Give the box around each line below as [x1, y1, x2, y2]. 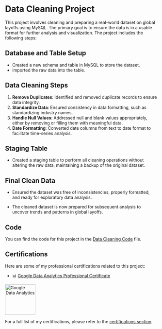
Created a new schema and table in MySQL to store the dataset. [12, 62, 140, 68]
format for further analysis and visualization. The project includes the [5, 30, 143, 35]
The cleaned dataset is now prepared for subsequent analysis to [12, 204, 141, 210]
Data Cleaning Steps [5, 81, 68, 89]
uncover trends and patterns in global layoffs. [12, 209, 103, 215]
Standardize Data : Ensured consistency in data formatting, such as [12, 104, 146, 110]
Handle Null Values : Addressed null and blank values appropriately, [12, 115, 148, 121]
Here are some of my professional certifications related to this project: [5, 263, 146, 269]
